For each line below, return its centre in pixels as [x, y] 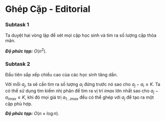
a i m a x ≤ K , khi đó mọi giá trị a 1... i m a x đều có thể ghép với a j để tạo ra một [80, 98]
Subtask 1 [17, 25]
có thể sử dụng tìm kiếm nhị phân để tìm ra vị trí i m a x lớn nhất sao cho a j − [82, 91]
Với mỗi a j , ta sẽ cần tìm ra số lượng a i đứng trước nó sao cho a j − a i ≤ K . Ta [83, 85]
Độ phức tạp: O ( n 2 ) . [26, 51]
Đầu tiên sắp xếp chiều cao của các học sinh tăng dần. [62, 75]
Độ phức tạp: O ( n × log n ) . [32, 113]
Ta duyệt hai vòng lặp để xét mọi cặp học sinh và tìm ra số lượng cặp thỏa [81, 35]
